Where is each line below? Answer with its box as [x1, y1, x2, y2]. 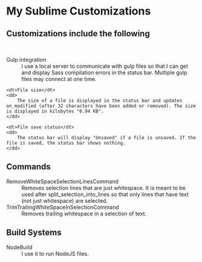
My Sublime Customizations [6, 4, 151, 18]
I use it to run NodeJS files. [21, 250, 90, 257]
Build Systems [6, 228, 62, 238]
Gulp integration [6, 56, 47, 63]
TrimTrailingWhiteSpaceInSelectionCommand [6, 203, 119, 211]
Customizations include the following [6, 28, 150, 39]
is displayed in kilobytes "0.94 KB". [6, 108, 104, 114]
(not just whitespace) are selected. [21, 197, 108, 204]
